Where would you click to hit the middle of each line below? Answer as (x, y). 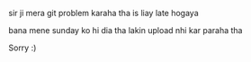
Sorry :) (22, 48)
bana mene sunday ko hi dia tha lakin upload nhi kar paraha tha (126, 30)
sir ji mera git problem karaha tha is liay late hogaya (103, 13)
